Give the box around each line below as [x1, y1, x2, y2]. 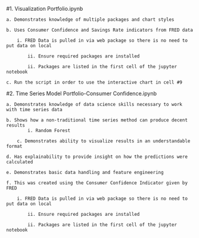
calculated [6, 159, 33, 165]
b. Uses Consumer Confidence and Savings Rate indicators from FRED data [6, 27, 194, 33]
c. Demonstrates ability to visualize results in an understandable [17, 138, 191, 144]
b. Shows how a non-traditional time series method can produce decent [6, 117, 188, 123]
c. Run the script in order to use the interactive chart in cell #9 [6, 80, 183, 86]
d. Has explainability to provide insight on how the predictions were [6, 154, 188, 160]
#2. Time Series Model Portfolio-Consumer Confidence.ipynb [6, 90, 157, 97]
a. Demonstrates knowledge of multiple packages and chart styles [6, 17, 175, 23]
